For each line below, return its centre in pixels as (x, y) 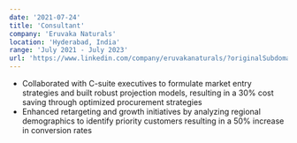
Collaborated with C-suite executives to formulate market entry (137, 83)
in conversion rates (57, 130)
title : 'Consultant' (47, 26)
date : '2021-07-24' (45, 17)
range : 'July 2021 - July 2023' (69, 50)
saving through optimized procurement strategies (112, 102)
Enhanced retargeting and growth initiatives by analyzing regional (141, 112)
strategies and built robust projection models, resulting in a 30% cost (148, 93)
